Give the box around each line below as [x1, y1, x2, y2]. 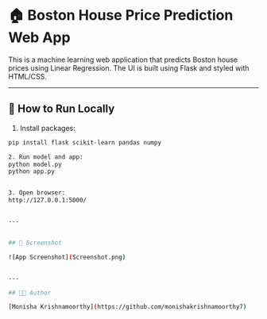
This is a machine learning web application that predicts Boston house [8, 55, 238, 64]
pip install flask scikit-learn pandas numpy [8, 138, 161, 147]
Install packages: [19, 123, 75, 133]
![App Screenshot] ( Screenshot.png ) [8, 253, 126, 261]
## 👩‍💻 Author [8, 289, 52, 297]
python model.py [8, 160, 62, 168]
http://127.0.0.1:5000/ [8, 196, 87, 205]
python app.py [8, 167, 56, 175]
